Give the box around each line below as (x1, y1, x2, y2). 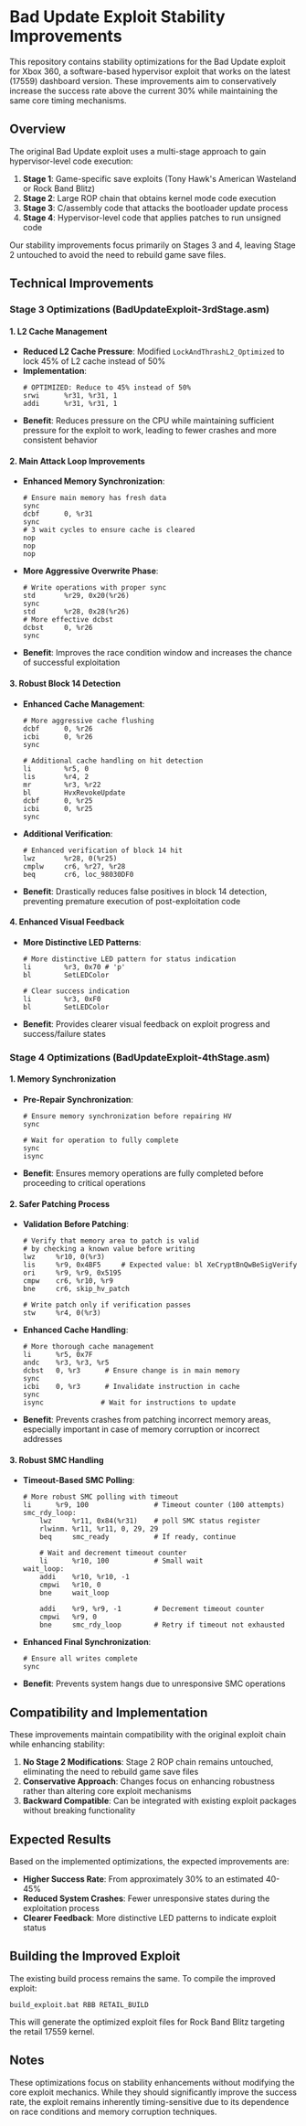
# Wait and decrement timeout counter (39, 1548, 187, 1558)
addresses (22, 1434, 63, 1445)
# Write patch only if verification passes (22, 1300, 192, 1309)
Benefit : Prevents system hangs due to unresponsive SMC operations (22, 1678, 286, 1689)
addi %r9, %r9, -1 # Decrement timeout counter (39, 1605, 265, 1614)
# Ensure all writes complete (22, 1654, 139, 1663)
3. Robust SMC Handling (9, 1454, 104, 1465)
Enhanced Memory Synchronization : (22, 475, 165, 486)
